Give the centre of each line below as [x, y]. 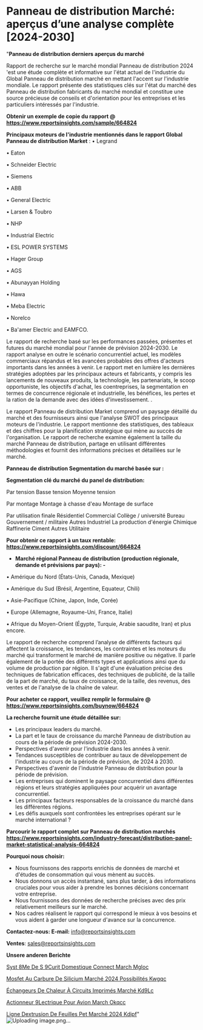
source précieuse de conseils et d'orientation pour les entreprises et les [96, 98]
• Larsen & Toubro [29, 212]
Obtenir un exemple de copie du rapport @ [61, 116]
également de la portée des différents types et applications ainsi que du [96, 661]
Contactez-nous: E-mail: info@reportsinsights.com [71, 931]
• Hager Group [25, 259]
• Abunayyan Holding [33, 282]
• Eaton [16, 153]
